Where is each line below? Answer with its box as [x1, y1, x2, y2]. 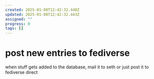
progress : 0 [5, 21, 30, 26]
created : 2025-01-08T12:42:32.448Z [5, 7, 80, 12]
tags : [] [5, 26, 24, 31]
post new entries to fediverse [5, 47, 130, 59]
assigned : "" [5, 16, 33, 21]
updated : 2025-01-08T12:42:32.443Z [5, 12, 80, 17]
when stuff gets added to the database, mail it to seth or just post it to [5, 64, 149, 70]
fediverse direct [5, 69, 38, 75]
